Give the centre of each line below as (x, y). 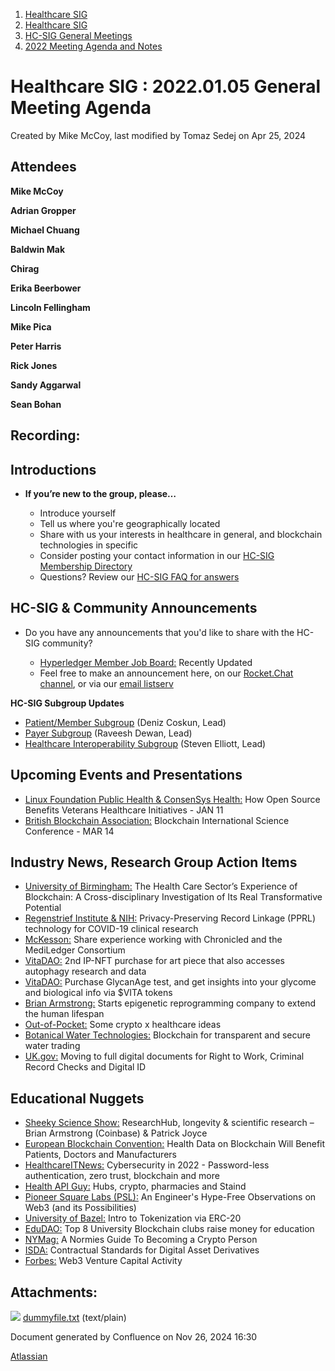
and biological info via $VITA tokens (98, 993)
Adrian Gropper (43, 210)
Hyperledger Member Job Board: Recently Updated (146, 662)
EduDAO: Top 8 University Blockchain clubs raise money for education (169, 1229)
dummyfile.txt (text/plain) (74, 1318)
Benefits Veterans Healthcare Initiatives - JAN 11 (124, 810)
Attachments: (54, 1292)
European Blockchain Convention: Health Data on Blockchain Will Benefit (175, 1144)
